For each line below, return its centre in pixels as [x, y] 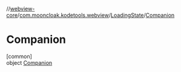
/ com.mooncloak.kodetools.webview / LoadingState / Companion [96, 15]
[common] [19, 56]
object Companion [29, 62]
